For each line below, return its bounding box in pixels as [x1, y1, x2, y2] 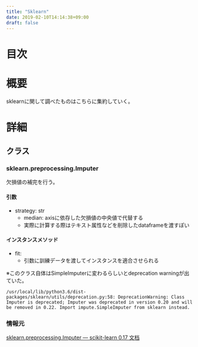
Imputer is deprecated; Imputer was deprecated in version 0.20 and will [6, 299, 193, 305]
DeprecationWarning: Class [118, 294, 185, 300]
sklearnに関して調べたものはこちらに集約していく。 [6, 98, 134, 105]
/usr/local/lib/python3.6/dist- [6, 289, 86, 295]
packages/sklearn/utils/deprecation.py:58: [6, 294, 116, 300]
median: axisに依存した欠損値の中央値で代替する [23, 214, 144, 221]
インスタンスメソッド [6, 236, 58, 243]
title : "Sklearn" [6, 8, 49, 15]
